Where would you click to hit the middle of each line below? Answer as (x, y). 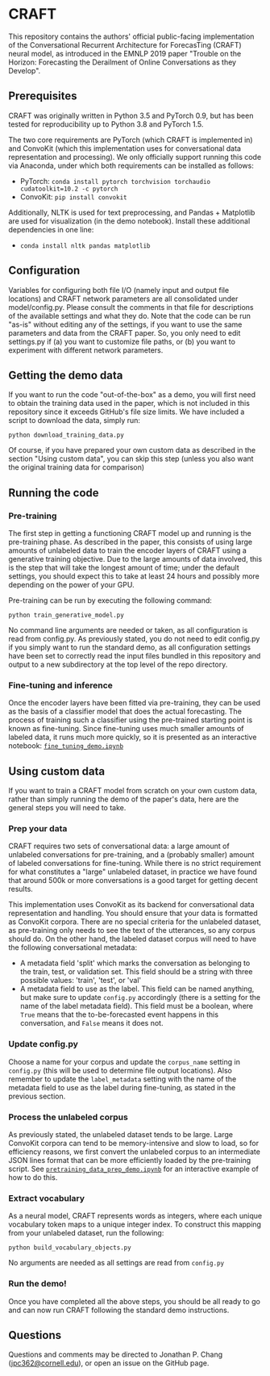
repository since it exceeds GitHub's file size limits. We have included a (127, 412)
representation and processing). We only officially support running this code (135, 157)
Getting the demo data (66, 375)
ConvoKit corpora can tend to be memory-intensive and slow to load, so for (134, 1144)
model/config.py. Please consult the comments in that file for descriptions (131, 307)
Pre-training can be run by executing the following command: (110, 600)
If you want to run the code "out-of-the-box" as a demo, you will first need (132, 395)
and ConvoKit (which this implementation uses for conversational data (125, 148)
